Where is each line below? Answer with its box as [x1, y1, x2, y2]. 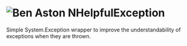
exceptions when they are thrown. [6, 32, 91, 39]
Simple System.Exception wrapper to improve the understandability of [6, 26, 181, 33]
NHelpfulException [67, 6, 165, 20]
